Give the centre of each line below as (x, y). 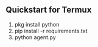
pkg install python (37, 24)
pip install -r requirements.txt (51, 31)
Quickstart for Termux (49, 10)
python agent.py (35, 37)
